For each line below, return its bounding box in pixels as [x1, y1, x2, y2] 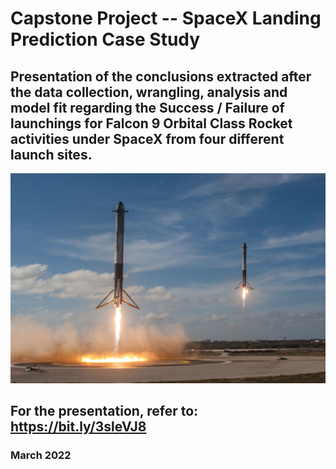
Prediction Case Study [10, 28, 201, 51]
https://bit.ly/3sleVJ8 [10, 418, 147, 436]
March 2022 [10, 448, 72, 462]
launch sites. [10, 146, 93, 163]
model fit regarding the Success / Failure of [10, 99, 285, 116]
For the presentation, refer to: [10, 403, 199, 420]
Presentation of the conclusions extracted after [10, 68, 312, 85]
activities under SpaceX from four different [10, 130, 285, 147]
